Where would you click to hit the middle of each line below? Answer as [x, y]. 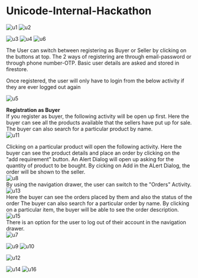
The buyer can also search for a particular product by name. [79, 129]
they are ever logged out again [43, 87]
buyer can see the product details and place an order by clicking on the [93, 153]
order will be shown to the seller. [46, 172]
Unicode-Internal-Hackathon [79, 11]
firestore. [17, 69]
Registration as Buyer [33, 110]
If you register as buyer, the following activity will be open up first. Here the [98, 116]
